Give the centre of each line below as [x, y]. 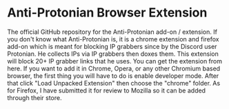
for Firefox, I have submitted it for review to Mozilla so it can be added [106, 90]
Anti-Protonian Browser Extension [107, 13]
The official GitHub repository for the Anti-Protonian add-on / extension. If [112, 32]
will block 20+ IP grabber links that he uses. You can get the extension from [115, 61]
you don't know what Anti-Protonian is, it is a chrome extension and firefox [113, 39]
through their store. [34, 97]
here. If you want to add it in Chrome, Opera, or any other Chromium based [114, 68]
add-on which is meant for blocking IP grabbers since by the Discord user [112, 46]
